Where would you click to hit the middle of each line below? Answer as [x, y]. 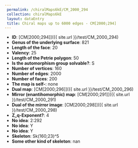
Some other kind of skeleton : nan [46, 141]
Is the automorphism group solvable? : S [53, 63]
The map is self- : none [35, 84]
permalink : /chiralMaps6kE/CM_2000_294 [47, 10]
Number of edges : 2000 [36, 74]
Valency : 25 [24, 53]
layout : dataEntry [25, 19]
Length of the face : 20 [35, 48]
